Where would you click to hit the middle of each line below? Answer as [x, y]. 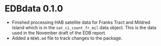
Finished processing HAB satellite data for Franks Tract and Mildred [81, 22]
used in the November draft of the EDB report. [59, 33]
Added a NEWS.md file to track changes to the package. [67, 38]
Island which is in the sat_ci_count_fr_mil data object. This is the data [84, 27]
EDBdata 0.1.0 [34, 9]
